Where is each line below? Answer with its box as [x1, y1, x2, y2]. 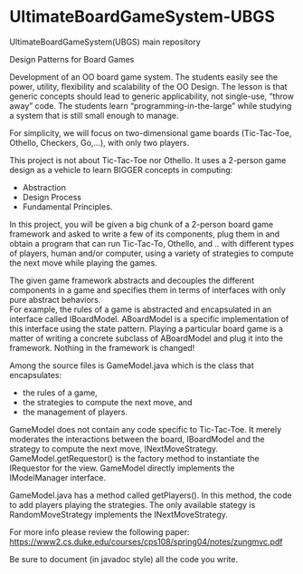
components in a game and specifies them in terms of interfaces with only [9, 284, 287, 296]
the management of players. [22, 406, 128, 417]
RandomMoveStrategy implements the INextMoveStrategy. [9, 509, 229, 520]
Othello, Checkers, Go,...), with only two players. [9, 137, 190, 148]
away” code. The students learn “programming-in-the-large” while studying [9, 100, 292, 111]
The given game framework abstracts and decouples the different [9, 275, 255, 286]
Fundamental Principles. [22, 201, 113, 212]
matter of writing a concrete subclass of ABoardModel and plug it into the [9, 333, 283, 344]
